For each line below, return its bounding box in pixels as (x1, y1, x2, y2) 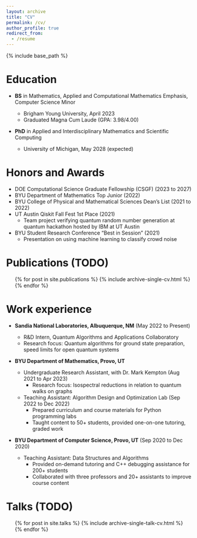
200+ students (32, 467, 68, 474)
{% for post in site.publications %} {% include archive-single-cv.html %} (14, 275, 191, 283)
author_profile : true (6, 25, 59, 31)
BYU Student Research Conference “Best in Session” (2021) (14, 229, 160, 236)
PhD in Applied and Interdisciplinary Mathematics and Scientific (14, 127, 169, 134)
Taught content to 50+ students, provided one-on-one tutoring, (32, 419, 186, 426)
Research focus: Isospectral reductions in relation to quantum (32, 381, 182, 388)
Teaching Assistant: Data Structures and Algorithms (23, 454, 149, 461)
